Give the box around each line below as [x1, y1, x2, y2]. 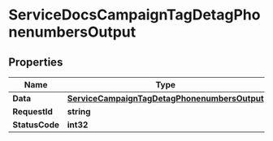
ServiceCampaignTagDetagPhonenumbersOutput [67, 93, 264, 104]
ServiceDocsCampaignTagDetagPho [8, 6, 261, 24]
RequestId [12, 106, 53, 117]
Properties [8, 55, 63, 69]
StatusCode [12, 119, 59, 130]
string [67, 106, 91, 117]
